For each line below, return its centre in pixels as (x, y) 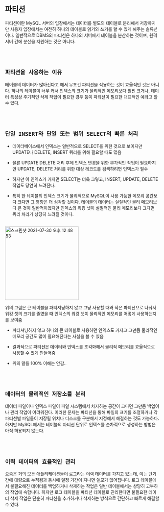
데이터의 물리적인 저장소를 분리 (45, 394)
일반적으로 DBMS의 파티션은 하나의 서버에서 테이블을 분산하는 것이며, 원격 (86, 35)
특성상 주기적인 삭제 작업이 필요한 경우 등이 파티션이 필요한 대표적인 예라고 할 (84, 97)
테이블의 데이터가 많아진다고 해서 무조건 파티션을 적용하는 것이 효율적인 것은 (78, 84)
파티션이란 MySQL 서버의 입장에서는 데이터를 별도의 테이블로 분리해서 (72, 23)
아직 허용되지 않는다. (25, 431)
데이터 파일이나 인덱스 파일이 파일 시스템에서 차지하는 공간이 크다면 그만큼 (76, 406)
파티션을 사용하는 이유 (34, 73)
